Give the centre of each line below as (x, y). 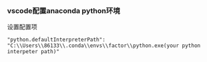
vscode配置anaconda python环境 (64, 10)
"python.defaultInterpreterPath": (57, 40)
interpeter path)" (33, 52)
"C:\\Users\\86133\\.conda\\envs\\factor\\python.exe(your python (104, 46)
